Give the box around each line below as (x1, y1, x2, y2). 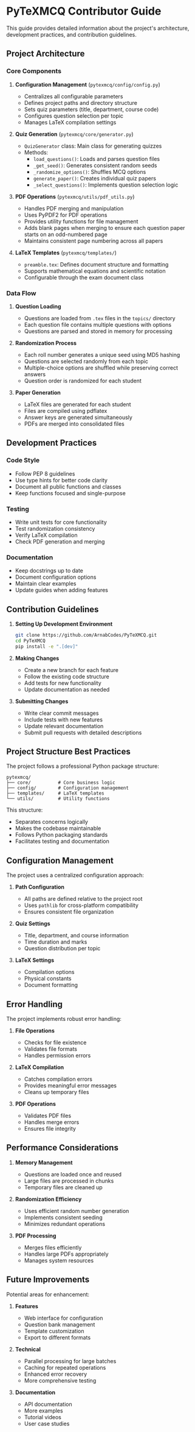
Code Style (6, 456, 40, 465)
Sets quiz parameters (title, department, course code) (24, 106, 159, 113)
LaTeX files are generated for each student (24, 401, 132, 408)
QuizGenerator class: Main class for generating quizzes (24, 142, 162, 149)
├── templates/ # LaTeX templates (6, 790, 104, 797)
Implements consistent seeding (24, 1214, 103, 1221)
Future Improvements (6, 1275, 90, 1285)
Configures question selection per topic (24, 112, 123, 120)
